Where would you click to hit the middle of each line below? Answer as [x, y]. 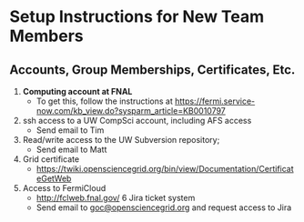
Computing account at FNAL [77, 91]
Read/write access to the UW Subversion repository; [121, 140]
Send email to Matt [71, 149]
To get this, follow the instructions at [104, 101]
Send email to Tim [70, 130]
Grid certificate [51, 159]
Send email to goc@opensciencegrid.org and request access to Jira [164, 207]
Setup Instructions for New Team [137, 17]
